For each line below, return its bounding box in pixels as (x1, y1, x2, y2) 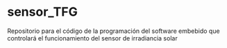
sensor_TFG (7, 4, 78, 20)
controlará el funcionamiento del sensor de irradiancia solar (7, 34, 178, 42)
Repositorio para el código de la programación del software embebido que (7, 27, 220, 35)
